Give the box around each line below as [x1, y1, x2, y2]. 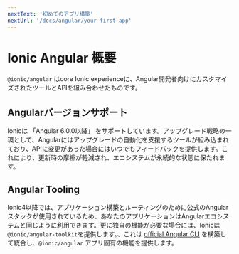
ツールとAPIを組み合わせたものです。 [31, 83, 142, 92]
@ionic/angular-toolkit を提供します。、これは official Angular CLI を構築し [7, 230, 227, 238]
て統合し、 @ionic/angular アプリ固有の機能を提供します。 [7, 239, 178, 248]
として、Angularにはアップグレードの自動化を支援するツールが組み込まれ [13, 136, 229, 144]
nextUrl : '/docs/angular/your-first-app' [7, 17, 132, 24]
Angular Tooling [7, 183, 80, 196]
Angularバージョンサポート [7, 106, 128, 118]
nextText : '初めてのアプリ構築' [7, 10, 94, 18]
